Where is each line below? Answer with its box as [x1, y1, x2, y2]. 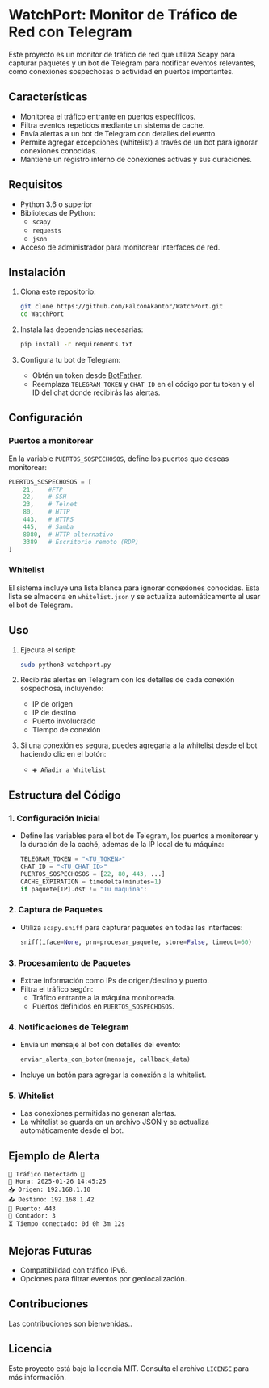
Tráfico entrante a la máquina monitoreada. [32, 992, 176, 1002]
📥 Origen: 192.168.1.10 [8, 1185, 91, 1194]
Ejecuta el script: [19, 644, 77, 655]
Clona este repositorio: [19, 287, 96, 296]
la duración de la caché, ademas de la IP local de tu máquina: [19, 840, 225, 849]
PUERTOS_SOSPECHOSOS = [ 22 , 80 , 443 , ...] [19, 870, 166, 878]
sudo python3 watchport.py [19, 660, 111, 669]
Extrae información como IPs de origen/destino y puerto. [19, 975, 210, 985]
